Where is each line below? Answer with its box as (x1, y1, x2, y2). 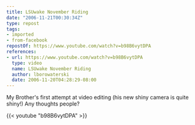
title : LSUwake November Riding (6, 9, 88, 15)
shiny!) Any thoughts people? (6, 100, 80, 107)
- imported (6, 32, 34, 38)
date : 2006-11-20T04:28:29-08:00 (12, 77, 97, 83)
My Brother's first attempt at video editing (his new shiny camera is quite (6, 94, 189, 101)
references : (6, 49, 37, 55)
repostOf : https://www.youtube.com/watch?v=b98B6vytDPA (6, 43, 151, 49)
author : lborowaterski (12, 71, 69, 77)
